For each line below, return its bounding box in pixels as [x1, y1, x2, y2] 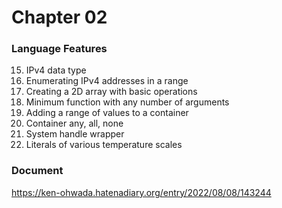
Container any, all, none [25, 117, 124, 130]
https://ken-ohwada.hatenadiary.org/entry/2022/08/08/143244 [11, 186, 272, 198]
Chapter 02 [11, 6, 108, 29]
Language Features [11, 42, 108, 56]
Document [11, 164, 64, 178]
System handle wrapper [25, 128, 125, 140]
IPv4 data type [25, 64, 87, 76]
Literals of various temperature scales [25, 139, 183, 151]
